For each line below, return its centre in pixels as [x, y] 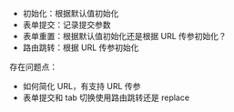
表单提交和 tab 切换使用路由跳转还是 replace [106, 97]
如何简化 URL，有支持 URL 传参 [81, 86]
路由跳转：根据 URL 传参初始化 [81, 47]
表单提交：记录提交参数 [66, 25]
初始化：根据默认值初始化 [71, 13]
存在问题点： [33, 67]
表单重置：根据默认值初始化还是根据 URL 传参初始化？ [125, 36]
